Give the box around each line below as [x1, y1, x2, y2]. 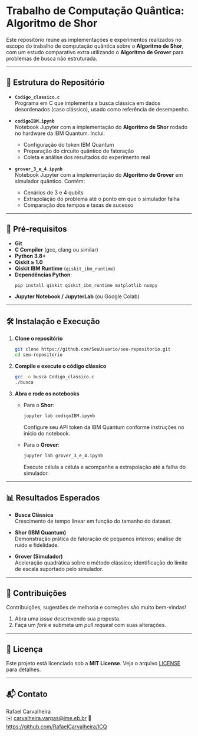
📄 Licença [6, 644, 43, 654]
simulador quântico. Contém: [14, 177, 85, 184]
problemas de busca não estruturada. [6, 55, 98, 62]
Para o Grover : [23, 441, 60, 448]
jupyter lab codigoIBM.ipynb [23, 412, 95, 419]
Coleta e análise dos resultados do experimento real [23, 153, 150, 160]
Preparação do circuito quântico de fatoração [23, 147, 134, 154]
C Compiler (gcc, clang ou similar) [14, 246, 98, 253]
